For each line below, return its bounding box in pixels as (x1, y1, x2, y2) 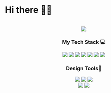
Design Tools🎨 (66, 65, 102, 72)
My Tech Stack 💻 (62, 38, 106, 45)
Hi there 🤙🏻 (5, 4, 52, 16)
